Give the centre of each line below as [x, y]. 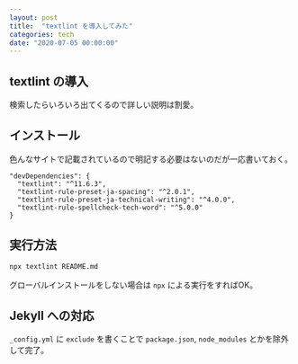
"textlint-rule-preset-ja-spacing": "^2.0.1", [106, 191]
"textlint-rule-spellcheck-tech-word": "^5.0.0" [110, 208]
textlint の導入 [49, 81]
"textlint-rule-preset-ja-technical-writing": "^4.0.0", [126, 200]
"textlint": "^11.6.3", [62, 184]
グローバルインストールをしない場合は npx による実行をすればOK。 [134, 285]
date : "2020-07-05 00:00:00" [64, 43]
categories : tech [42, 34]
